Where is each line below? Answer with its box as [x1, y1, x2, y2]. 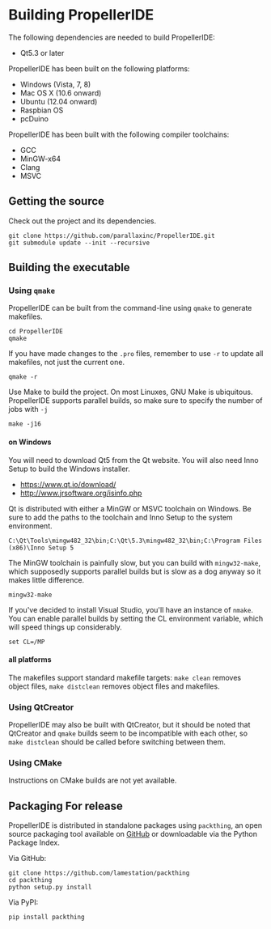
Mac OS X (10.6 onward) [19, 87, 102, 98]
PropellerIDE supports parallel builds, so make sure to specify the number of [8, 396, 263, 405]
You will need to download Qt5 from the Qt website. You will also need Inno [8, 455, 259, 464]
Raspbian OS [19, 105, 64, 115]
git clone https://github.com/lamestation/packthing [8, 869, 190, 877]
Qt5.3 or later [19, 48, 65, 57]
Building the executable [8, 261, 131, 274]
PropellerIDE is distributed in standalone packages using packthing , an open [8, 821, 263, 830]
